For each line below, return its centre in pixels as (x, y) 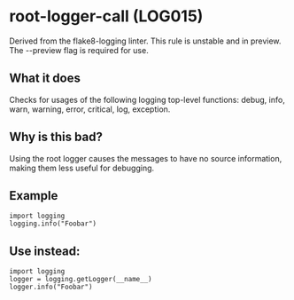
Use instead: (45, 251)
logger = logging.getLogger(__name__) (81, 280)
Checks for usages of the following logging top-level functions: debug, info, (147, 99)
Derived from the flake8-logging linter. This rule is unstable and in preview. (145, 41)
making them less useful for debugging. (82, 168)
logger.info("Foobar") (51, 287)
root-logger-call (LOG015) (106, 16)
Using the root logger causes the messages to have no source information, (146, 158)
